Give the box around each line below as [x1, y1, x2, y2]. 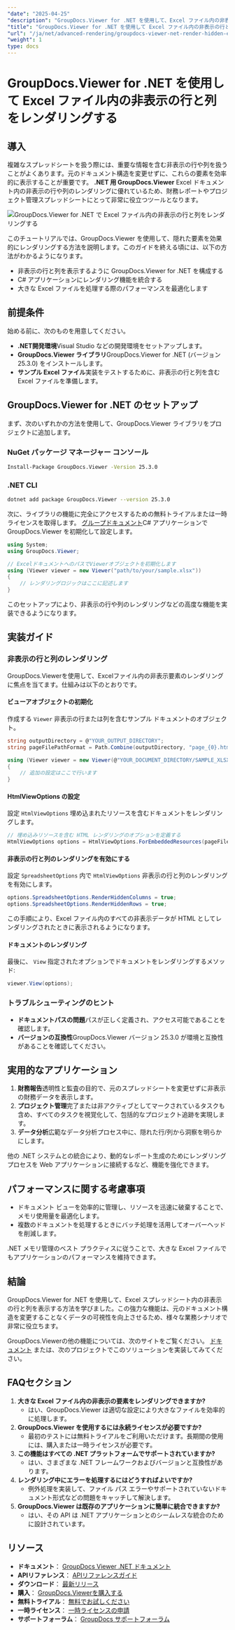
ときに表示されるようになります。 [55, 923, 154, 932]
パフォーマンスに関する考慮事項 [7, 1183, 145, 1195]
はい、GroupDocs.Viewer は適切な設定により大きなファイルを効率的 [27, 1405, 225, 1414]
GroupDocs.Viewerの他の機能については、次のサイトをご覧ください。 [7, 1337, 208, 1345]
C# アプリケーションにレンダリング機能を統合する [17, 275, 163, 284]
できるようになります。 [13, 609, 80, 618]
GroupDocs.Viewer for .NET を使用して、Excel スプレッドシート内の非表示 [7, 1295, 222, 1304]
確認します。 [17, 1024, 55, 1033]
